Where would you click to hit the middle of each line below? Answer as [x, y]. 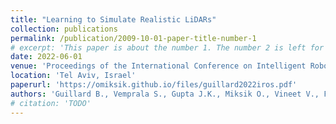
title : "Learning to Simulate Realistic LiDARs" [113, 19]
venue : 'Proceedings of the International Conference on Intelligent [158, 66]
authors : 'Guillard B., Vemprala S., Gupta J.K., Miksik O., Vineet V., [165, 94]
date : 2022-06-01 [46, 57]
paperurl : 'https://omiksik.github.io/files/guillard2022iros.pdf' [154, 85]
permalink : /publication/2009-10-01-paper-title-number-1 [133, 38]
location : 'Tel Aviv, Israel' [73, 76]
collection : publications [64, 29]
